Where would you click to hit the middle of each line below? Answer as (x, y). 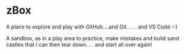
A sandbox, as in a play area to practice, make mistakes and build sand (93, 38)
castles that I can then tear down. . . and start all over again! (79, 45)
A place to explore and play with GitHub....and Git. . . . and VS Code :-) (92, 27)
